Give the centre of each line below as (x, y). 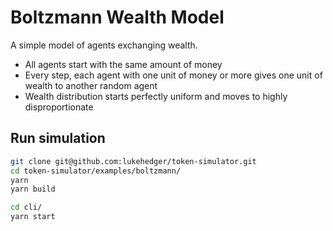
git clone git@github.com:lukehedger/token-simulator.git (133, 161)
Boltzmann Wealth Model (117, 17)
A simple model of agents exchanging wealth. (104, 45)
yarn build (33, 189)
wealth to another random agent (91, 85)
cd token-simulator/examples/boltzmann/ (96, 171)
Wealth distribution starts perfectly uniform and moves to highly (156, 96)
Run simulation (58, 138)
